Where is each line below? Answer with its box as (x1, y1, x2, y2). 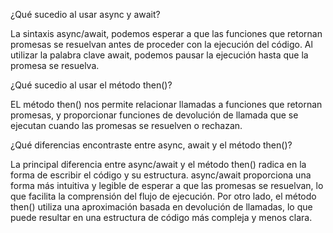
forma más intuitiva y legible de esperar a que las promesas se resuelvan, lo (10, 180, 324, 191)
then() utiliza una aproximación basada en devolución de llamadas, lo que (10, 201, 313, 213)
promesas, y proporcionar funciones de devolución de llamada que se (10, 109, 299, 121)
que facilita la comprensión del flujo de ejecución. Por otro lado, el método (10, 190, 317, 202)
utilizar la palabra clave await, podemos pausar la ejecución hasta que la (10, 49, 309, 61)
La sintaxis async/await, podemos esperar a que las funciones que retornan (10, 28, 323, 39)
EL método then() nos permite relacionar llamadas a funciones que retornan (10, 99, 323, 110)
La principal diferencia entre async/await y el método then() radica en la (10, 159, 307, 170)
